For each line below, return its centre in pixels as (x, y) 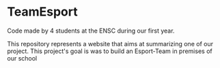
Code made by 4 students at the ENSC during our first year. (91, 31)
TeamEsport (42, 12)
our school (22, 58)
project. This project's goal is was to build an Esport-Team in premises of (110, 51)
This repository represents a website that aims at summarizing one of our (110, 44)
